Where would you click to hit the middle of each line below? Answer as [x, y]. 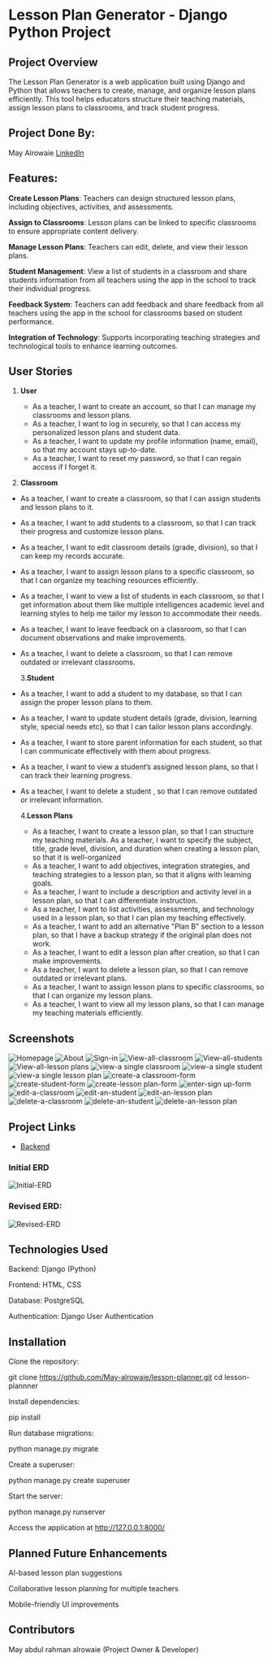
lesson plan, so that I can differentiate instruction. [115, 901]
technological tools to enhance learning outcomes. [93, 346]
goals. [43, 883]
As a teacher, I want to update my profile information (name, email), [145, 442]
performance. [31, 321]
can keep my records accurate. [72, 556]
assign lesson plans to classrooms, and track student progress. [114, 108]
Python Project [60, 32]
